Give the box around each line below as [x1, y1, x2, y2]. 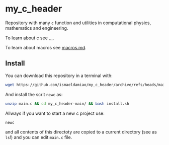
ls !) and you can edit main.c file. [5, 134, 72, 140]
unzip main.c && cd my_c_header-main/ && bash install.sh [5, 101, 129, 106]
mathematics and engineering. [5, 25, 68, 31]
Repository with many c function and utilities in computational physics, [5, 20, 151, 26]
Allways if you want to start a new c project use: [5, 110, 105, 116]
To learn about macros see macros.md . [5, 44, 87, 50]
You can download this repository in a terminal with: [5, 72, 113, 79]
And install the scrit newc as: [5, 91, 63, 97]
